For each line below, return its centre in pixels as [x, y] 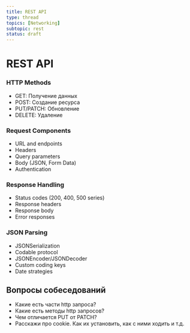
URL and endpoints [39, 143]
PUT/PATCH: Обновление [47, 108]
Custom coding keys [40, 264]
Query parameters [37, 156]
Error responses [35, 217]
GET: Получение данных [46, 96]
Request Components [39, 130]
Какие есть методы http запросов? [60, 311]
